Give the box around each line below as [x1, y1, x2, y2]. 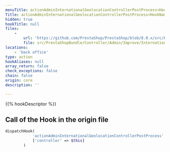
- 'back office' [14, 49, 49, 55]
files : [5, 26, 19, 31]
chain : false [5, 73, 33, 78]
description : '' [5, 82, 39, 87]
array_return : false [5, 64, 49, 69]
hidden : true [5, 17, 33, 22]
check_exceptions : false [5, 69, 58, 74]
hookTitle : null [5, 21, 39, 27]
